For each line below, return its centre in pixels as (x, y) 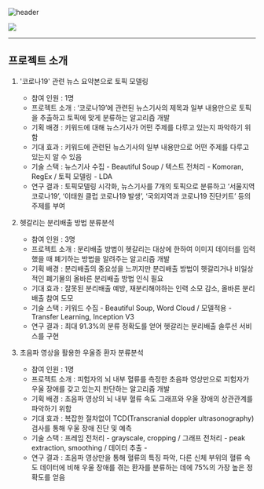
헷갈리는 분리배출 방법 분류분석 (67, 222)
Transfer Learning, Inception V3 (83, 316)
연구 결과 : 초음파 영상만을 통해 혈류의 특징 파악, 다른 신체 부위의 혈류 (137, 457)
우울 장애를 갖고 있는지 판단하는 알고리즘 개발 (101, 389)
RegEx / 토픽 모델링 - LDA (71, 176)
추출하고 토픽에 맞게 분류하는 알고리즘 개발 (105, 117)
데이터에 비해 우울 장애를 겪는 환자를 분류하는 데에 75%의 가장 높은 (142, 467)
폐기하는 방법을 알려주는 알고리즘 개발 (112, 258)
